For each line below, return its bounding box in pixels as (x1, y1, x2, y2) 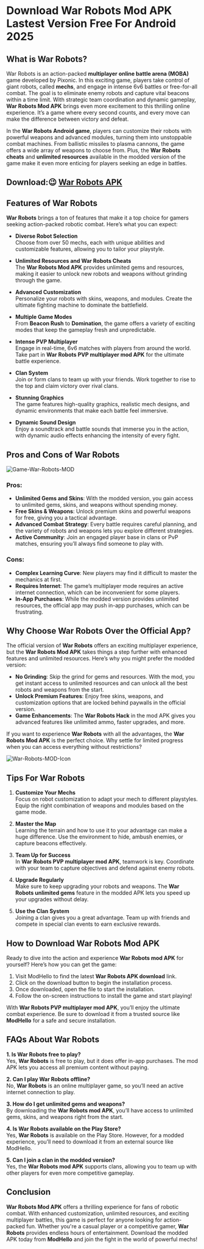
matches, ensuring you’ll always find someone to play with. (15, 540, 164, 548)
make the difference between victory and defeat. (6, 115, 129, 123)
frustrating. (15, 608, 44, 615)
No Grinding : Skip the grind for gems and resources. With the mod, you (15, 673, 195, 681)
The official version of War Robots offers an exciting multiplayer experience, (6, 642, 198, 650)
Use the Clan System (15, 907, 69, 915)
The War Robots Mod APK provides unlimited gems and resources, (15, 263, 185, 271)
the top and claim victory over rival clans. (15, 382, 119, 390)
